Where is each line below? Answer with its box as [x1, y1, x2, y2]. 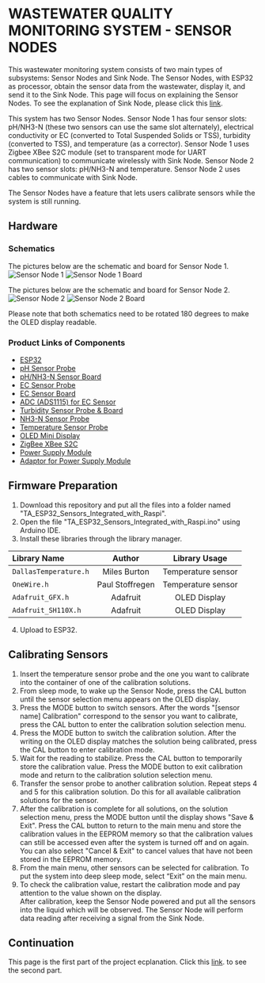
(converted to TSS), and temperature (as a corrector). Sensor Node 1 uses [8, 139, 250, 148]
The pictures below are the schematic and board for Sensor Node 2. [8, 285, 231, 294]
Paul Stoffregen [97, 579, 156, 590]
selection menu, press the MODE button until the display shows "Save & [19, 812, 255, 821]
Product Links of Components [8, 337, 126, 348]
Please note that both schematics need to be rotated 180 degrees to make [8, 308, 249, 318]
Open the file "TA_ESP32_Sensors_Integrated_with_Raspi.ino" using [19, 517, 240, 526]
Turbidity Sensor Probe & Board [19, 405, 123, 415]
